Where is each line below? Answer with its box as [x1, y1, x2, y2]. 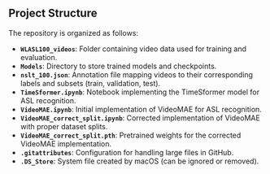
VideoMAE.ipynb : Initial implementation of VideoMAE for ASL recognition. [20, 104, 262, 114]
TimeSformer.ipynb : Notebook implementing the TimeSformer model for [20, 87, 260, 97]
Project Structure [8, 7, 98, 20]
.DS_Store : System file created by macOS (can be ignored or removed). [20, 156, 259, 166]
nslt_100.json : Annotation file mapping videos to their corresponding [20, 69, 254, 80]
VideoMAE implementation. [20, 138, 112, 149]
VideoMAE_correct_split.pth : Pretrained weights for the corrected [20, 130, 242, 140]
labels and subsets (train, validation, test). [20, 78, 161, 88]
